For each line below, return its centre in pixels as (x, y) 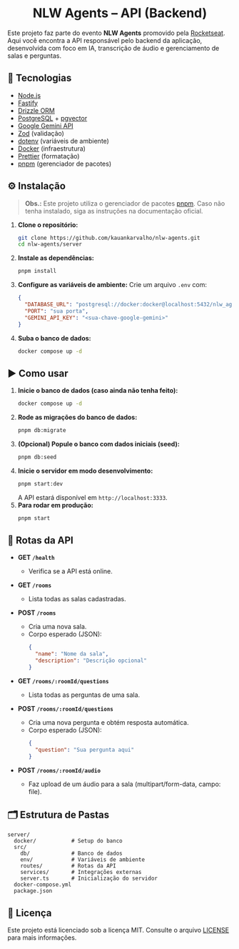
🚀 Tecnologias (40, 78)
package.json (33, 891)
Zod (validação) (41, 133)
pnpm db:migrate (42, 431)
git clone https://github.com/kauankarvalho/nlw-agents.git (109, 238)
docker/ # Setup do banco (68, 841)
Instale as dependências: (56, 258)
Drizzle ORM (36, 110)
